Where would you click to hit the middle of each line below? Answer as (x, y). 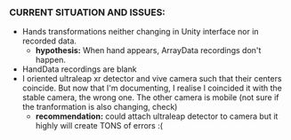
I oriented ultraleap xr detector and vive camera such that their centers (152, 79)
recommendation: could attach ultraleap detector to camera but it (157, 116)
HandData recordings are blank (79, 69)
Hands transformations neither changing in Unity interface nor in (141, 32)
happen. (51, 60)
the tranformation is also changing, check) (100, 107)
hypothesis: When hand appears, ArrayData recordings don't (148, 51)
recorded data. (49, 41)
